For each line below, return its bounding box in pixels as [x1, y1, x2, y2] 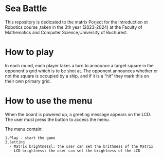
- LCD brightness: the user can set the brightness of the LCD [9, 148, 140, 153]
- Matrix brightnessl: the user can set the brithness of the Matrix [9, 144, 153, 149]
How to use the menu [5, 96, 92, 106]
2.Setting [5, 139, 25, 144]
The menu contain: [5, 126, 43, 132]
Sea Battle [5, 3, 47, 14]
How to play [5, 47, 54, 58]
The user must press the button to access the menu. [5, 117, 110, 122]
